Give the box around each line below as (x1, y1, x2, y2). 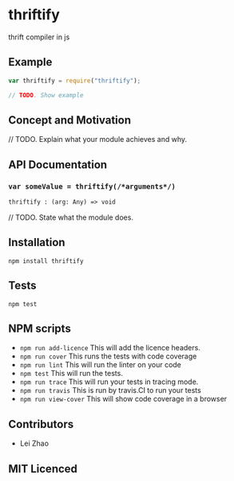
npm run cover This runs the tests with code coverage (19, 351, 197, 362)
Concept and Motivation (8, 113, 132, 127)
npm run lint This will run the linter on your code (19, 360, 182, 370)
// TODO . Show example (8, 91, 84, 99)
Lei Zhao (19, 439, 50, 448)
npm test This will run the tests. (19, 369, 124, 378)
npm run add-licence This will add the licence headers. (19, 343, 201, 353)
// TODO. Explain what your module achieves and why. (8, 135, 188, 144)
